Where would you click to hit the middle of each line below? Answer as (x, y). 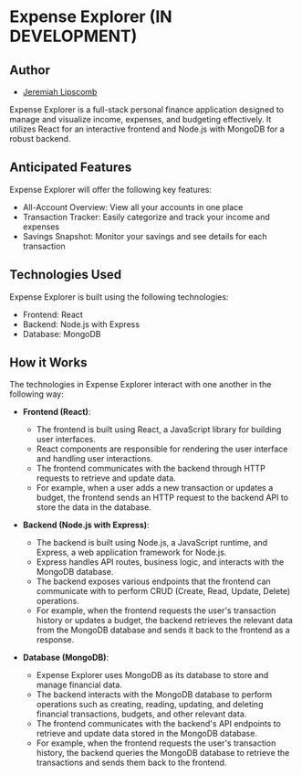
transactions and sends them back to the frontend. (131, 763)
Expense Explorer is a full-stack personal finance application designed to (147, 110)
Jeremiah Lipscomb (60, 92)
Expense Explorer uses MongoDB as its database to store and (152, 675)
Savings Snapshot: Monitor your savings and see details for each (145, 236)
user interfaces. (66, 440)
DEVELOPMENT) (73, 36)
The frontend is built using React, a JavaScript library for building (159, 430)
